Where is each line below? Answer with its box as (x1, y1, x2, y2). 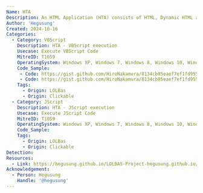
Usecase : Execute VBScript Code (17, 48, 98, 54)
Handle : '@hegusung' (17, 178, 69, 184)
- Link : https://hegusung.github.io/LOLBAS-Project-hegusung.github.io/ (11, 161, 199, 167)
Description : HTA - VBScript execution (17, 43, 118, 49)
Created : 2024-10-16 (6, 25, 59, 32)
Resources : (6, 155, 34, 161)
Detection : (6, 149, 34, 155)
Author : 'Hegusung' (6, 20, 56, 26)
